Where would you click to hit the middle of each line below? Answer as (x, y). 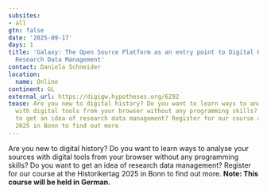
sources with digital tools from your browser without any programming (124, 157)
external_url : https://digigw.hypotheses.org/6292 (94, 96)
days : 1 (21, 45)
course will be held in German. (60, 182)
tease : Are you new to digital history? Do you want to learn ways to (128, 104)
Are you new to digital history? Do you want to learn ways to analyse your (128, 148)
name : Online (37, 81)
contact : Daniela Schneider (55, 67)
